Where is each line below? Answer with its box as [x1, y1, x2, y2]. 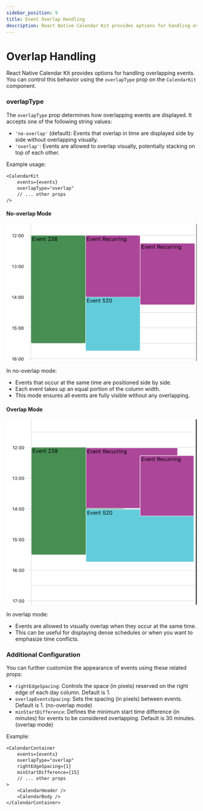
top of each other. [14, 149, 60, 156]
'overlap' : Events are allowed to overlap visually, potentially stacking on [14, 142, 195, 150]
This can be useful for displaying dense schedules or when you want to [14, 629, 193, 636]
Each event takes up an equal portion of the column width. [14, 385, 161, 392]
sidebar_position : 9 [6, 10, 59, 16]
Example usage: [6, 161, 47, 168]
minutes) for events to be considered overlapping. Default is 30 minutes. [14, 715, 196, 722]
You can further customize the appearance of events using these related [6, 664, 187, 672]
